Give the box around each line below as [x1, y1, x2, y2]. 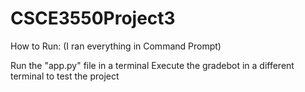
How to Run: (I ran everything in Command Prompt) [10, 40, 222, 52]
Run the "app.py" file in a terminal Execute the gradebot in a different [10, 59, 295, 71]
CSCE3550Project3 [10, 7, 176, 30]
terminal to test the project [10, 70, 120, 82]
